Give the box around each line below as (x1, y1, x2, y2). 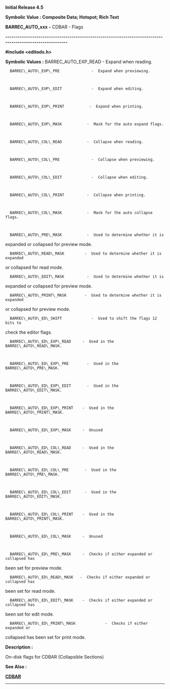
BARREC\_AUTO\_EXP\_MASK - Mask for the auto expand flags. (10, 121, 164, 127)
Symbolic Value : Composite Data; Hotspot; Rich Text (5, 14, 119, 20)
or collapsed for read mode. (5, 264, 63, 270)
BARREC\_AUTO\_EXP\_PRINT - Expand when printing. (10, 104, 144, 109)
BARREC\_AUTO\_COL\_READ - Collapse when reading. (10, 139, 144, 144)
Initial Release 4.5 (5, 5, 44, 10)
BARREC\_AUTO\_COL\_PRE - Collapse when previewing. (10, 157, 155, 162)
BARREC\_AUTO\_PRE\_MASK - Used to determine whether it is (10, 232, 164, 237)
